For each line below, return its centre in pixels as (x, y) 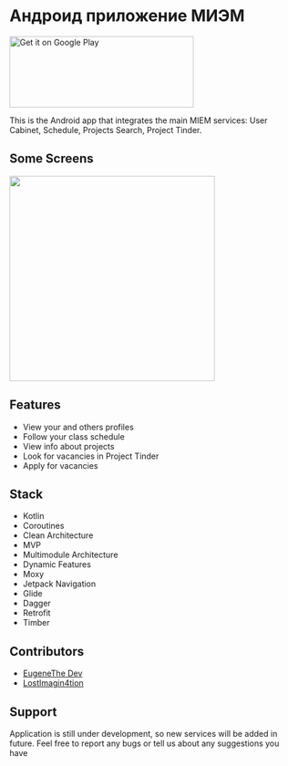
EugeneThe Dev (52, 673)
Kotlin (33, 516)
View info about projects (68, 446)
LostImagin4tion (53, 683)
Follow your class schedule (73, 436)
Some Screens (51, 159)
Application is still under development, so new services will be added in (144, 734)
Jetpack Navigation (59, 584)
